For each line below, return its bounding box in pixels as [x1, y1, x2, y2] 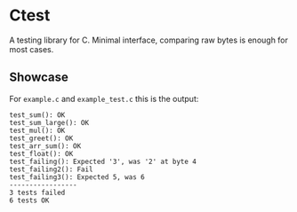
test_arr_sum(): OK [9, 141, 82, 151]
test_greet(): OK [9, 134, 74, 143]
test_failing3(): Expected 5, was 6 [9, 172, 145, 182]
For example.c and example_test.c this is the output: [9, 93, 199, 104]
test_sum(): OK [9, 110, 66, 120]
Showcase [9, 70, 69, 85]
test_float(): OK [9, 149, 74, 158]
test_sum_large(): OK [9, 118, 90, 127]
